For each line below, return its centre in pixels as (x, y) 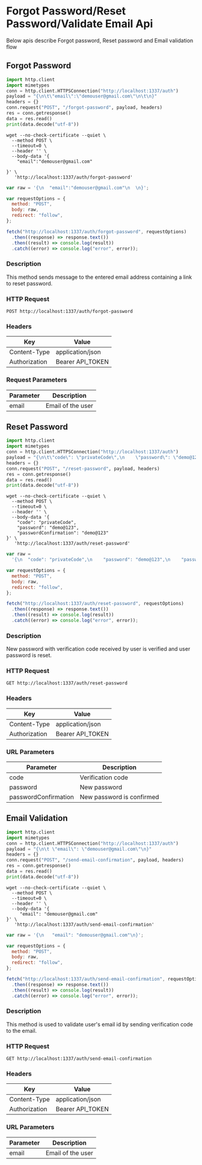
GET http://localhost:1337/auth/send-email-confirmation (79, 1059)
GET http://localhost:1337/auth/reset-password (67, 683)
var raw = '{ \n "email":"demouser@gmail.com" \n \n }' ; (78, 187)
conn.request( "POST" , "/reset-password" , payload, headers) (83, 469)
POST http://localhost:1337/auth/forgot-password (70, 311)
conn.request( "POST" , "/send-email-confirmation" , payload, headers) (95, 860)
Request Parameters (37, 380)
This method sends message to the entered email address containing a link (99, 277)
